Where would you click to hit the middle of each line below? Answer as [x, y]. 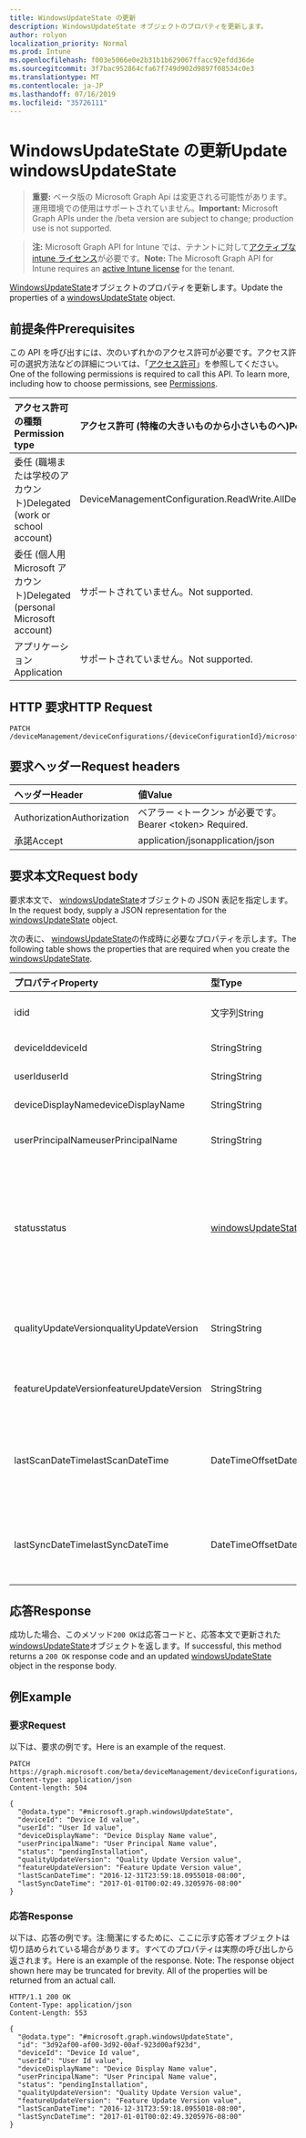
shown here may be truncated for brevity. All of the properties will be [139, 1971]
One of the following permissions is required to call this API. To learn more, [150, 374]
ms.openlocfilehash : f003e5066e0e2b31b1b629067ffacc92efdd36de [132, 60]
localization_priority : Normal [69, 43]
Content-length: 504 [49, 1788]
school [29, 527]
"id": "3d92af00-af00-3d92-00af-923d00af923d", [110, 2045]
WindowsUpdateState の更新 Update [148, 150]
